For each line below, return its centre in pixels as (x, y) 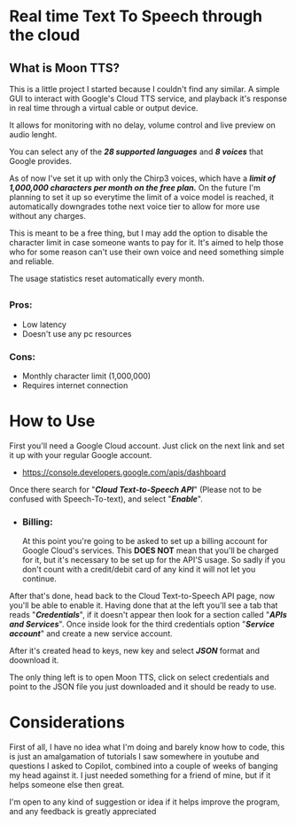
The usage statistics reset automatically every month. (107, 278)
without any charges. (47, 216)
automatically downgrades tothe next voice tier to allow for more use (135, 206)
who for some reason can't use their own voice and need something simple (147, 252)
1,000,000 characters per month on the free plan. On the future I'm (135, 187)
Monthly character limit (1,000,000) (86, 376)
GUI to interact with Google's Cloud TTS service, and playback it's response (148, 98)
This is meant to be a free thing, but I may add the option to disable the (139, 233)
